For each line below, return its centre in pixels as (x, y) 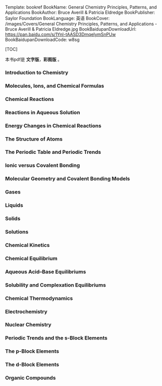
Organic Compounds (31, 378)
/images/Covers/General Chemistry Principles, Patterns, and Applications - (81, 24)
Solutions (17, 232)
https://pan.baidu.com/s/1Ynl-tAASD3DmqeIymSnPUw (61, 34)
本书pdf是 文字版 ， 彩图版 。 (34, 59)
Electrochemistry (26, 311)
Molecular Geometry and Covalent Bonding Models (68, 179)
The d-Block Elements (32, 365)
